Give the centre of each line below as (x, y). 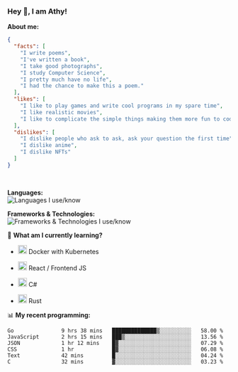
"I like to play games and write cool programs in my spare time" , (121, 106)
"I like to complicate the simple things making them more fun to (120, 119)
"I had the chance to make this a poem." (82, 86)
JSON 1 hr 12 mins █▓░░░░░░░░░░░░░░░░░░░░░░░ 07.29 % (115, 343)
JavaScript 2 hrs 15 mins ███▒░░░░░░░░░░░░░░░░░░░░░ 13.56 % (115, 337)
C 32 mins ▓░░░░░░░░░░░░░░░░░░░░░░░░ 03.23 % (115, 361)
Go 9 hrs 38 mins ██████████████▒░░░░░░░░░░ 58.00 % (115, 330)
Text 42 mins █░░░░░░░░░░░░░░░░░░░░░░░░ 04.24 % (115, 355)
